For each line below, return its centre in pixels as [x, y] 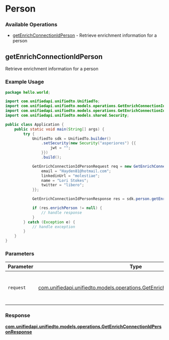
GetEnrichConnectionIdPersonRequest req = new [82, 166]
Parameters [20, 254]
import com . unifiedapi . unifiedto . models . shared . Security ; [67, 116]
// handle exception [54, 227]
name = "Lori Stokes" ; [65, 180]
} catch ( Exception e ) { [49, 222]
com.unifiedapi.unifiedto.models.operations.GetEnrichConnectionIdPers [83, 326]
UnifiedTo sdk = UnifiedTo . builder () [72, 139]
